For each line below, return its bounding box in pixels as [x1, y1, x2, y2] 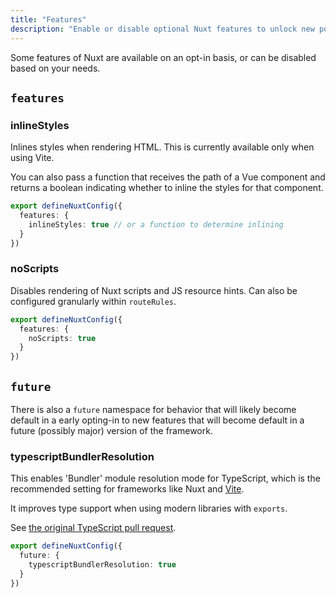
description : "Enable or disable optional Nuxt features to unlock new [10, 24, 315, 34]
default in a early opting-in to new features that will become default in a [10, 414, 305, 426]
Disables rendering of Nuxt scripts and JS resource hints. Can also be [10, 284, 298, 296]
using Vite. [10, 152, 55, 164]
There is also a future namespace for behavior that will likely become [10, 404, 297, 416]
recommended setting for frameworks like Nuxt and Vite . [10, 483, 245, 495]
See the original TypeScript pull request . [10, 522, 177, 534]
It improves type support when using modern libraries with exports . [10, 502, 288, 515]
